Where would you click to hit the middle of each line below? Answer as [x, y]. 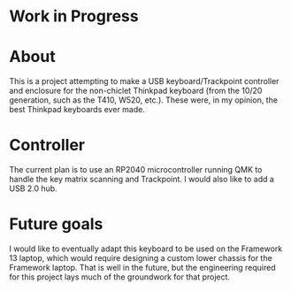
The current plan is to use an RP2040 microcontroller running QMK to [136, 170]
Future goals [56, 224]
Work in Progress [74, 16]
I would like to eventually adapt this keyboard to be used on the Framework [146, 249]
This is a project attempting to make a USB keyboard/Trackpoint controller [144, 81]
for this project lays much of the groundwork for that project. [120, 277]
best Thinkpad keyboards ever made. [77, 110]
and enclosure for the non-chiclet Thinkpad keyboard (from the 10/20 [136, 91]
